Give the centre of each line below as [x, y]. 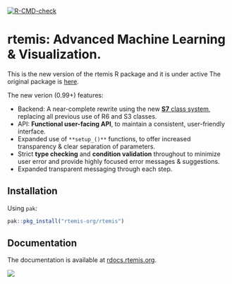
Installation [32, 191]
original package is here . [43, 81]
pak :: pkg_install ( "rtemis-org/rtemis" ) [66, 221]
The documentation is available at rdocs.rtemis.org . [82, 260]
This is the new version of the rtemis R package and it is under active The [114, 73]
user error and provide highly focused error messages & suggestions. [118, 161]
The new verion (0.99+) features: [55, 95]
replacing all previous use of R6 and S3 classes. [87, 116]
